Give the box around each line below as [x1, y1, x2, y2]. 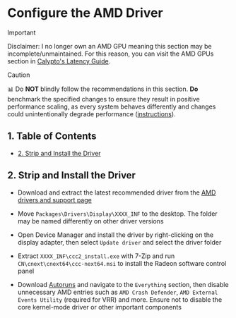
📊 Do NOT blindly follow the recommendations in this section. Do [7, 85, 199, 93]
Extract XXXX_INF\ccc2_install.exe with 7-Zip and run [17, 252, 175, 260]
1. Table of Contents [7, 130, 97, 142]
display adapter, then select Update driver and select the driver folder [17, 238, 222, 246]
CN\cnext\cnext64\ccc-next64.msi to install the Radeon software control [17, 259, 227, 267]
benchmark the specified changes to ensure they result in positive [7, 94, 200, 103]
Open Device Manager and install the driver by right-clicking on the [17, 231, 214, 239]
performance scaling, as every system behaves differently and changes [7, 102, 216, 111]
